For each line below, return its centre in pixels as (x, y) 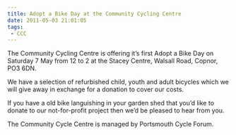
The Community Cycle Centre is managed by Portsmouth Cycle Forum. (111, 124)
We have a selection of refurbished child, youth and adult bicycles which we (118, 82)
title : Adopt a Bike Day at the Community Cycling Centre (94, 14)
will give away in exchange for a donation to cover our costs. (96, 89)
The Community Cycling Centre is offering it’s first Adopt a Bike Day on (111, 53)
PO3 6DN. (22, 68)
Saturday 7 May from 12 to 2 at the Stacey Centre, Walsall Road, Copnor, (113, 61)
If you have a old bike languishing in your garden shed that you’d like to (111, 103)
